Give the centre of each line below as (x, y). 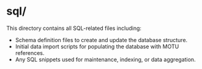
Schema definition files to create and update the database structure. (101, 40)
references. (30, 53)
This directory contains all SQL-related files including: (74, 28)
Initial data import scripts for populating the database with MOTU (97, 46)
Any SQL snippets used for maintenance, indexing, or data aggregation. (105, 59)
